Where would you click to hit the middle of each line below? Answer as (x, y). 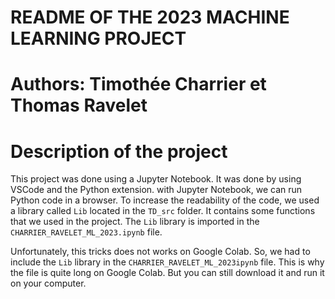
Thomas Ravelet (79, 105)
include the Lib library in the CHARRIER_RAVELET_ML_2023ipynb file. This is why (167, 262)
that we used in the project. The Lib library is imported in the (135, 222)
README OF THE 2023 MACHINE (150, 17)
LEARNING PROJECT (98, 38)
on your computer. (48, 283)
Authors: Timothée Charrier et (138, 84)
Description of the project (119, 151)
